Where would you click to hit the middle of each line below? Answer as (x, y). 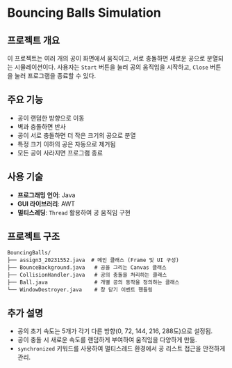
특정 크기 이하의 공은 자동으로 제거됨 (66, 144)
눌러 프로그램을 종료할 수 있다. (55, 76)
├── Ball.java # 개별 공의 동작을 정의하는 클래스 (93, 283)
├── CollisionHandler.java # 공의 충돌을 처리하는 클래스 (87, 275)
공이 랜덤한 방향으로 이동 (51, 118)
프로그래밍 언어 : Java (46, 195)
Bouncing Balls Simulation (84, 13)
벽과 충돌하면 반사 (41, 126)
